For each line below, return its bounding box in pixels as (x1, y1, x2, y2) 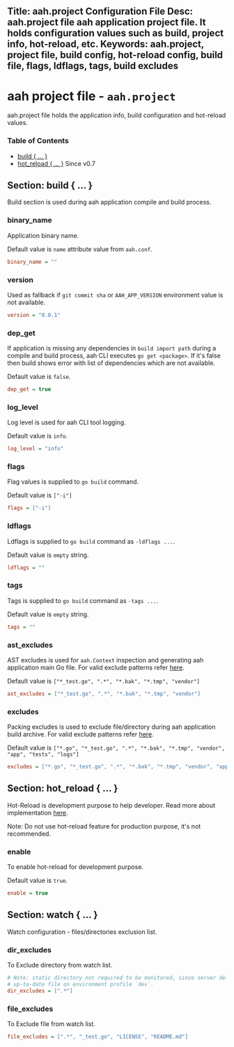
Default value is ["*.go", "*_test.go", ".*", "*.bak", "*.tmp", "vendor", (7, 743, 225, 752)
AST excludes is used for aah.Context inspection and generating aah (7, 655, 204, 664)
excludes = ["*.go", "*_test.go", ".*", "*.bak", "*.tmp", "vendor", (7, 764, 214, 771)
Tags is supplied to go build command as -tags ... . (7, 596, 159, 604)
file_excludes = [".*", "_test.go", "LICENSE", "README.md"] (7, 1033, 189, 1040)
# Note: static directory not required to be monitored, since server (7, 974, 217, 981)
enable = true (7, 890, 49, 897)
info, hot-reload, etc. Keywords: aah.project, (7, 38, 204, 50)
